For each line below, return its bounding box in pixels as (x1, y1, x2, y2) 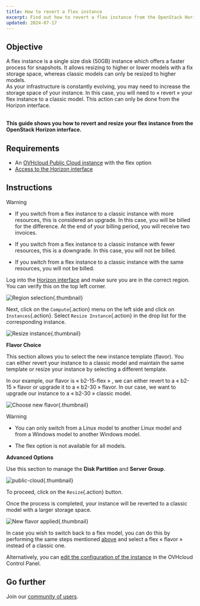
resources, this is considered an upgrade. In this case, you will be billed (14, 216, 190, 223)
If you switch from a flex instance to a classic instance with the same (14, 258, 184, 265)
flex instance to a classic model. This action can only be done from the (6, 96, 180, 103)
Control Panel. (6, 560, 41, 567)
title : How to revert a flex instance (6, 8, 102, 15)
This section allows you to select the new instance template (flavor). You (6, 352, 184, 360)
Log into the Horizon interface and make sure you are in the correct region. (6, 276, 190, 283)
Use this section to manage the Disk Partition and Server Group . (6, 465, 165, 472)
